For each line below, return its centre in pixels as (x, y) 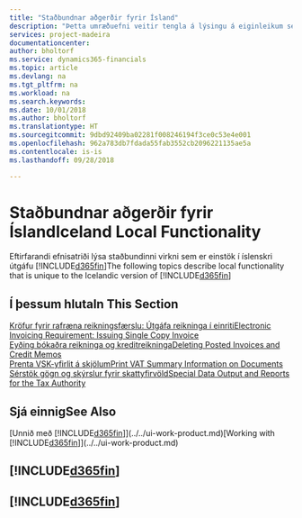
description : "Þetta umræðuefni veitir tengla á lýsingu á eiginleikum (146, 26)
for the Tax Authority (48, 383)
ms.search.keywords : (48, 101)
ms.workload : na (40, 93)
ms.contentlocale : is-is (56, 151)
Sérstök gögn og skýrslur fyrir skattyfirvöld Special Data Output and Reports (150, 374)
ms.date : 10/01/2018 (48, 110)
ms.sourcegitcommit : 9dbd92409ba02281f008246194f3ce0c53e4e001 (130, 135)
